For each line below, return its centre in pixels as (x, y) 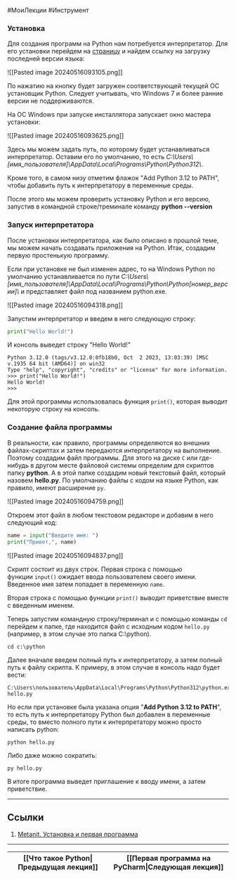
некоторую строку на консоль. (53, 409)
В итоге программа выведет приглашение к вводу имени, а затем (106, 781)
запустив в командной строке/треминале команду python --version (110, 206)
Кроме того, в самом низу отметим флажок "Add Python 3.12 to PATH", (113, 178)
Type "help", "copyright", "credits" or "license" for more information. (118, 370)
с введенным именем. (41, 605)
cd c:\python (26, 647)
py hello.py (25, 768)
